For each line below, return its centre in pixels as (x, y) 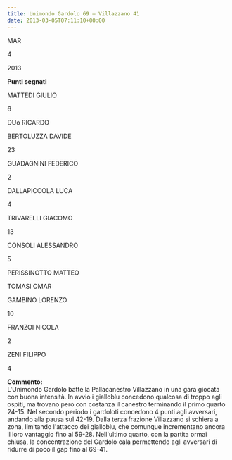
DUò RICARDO (28, 122)
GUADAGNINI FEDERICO (43, 163)
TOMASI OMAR (30, 286)
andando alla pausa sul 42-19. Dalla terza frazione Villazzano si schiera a (113, 419)
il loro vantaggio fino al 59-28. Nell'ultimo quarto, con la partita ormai (107, 434)
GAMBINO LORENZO (37, 299)
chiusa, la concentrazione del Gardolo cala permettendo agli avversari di (112, 442)
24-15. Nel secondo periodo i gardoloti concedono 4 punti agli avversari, (112, 411)
